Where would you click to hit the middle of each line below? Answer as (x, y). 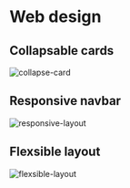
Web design (55, 17)
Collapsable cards (62, 51)
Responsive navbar (65, 101)
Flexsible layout (55, 152)
